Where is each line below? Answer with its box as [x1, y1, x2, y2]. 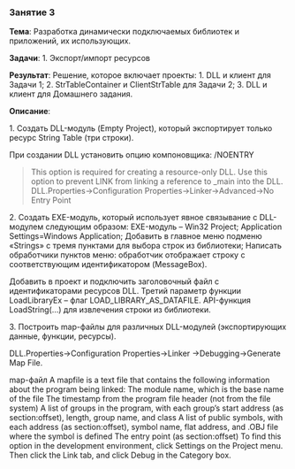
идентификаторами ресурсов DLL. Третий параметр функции [9, 286, 241, 296]
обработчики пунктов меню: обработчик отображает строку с [9, 250, 246, 260]
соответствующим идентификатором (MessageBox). [9, 259, 208, 270]
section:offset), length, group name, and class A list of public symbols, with [9, 412, 284, 423]
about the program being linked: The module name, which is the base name [9, 384, 284, 395]
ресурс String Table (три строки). [9, 133, 134, 143]
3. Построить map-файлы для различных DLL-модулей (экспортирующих [9, 321, 287, 333]
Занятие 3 [9, 6, 56, 19]
